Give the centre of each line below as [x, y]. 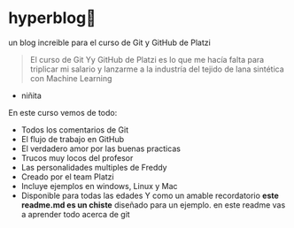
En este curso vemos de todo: [63, 112]
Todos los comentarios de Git [75, 129]
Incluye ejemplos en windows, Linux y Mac [99, 186]
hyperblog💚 [52, 18]
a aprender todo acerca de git [75, 214]
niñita [31, 95]
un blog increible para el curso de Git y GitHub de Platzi [110, 42]
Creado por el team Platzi [67, 177]
